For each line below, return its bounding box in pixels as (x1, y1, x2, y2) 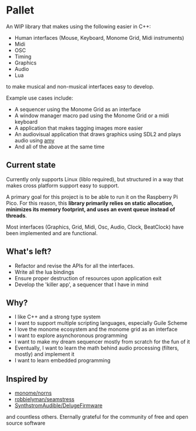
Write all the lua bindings (14, 268, 74, 276)
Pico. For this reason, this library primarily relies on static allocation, (6, 199, 174, 206)
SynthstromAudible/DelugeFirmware (14, 402, 103, 409)
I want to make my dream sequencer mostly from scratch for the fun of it (14, 338, 190, 345)
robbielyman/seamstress (14, 396, 75, 403)
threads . (6, 212, 27, 219)
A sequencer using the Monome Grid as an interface (14, 106, 142, 113)
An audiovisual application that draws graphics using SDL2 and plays (14, 130, 181, 138)
